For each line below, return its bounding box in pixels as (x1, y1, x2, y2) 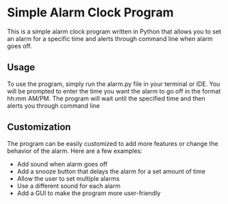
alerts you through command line (7, 101, 100, 110)
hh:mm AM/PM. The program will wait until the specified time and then (7, 94, 205, 102)
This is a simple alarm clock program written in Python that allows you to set (7, 27, 222, 35)
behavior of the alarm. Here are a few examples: (7, 147, 143, 155)
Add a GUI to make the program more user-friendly (16, 189, 161, 197)
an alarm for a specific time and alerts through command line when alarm (7, 34, 213, 42)
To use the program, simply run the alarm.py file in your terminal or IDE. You (7, 80, 220, 88)
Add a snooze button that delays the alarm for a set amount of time (16, 167, 206, 175)
